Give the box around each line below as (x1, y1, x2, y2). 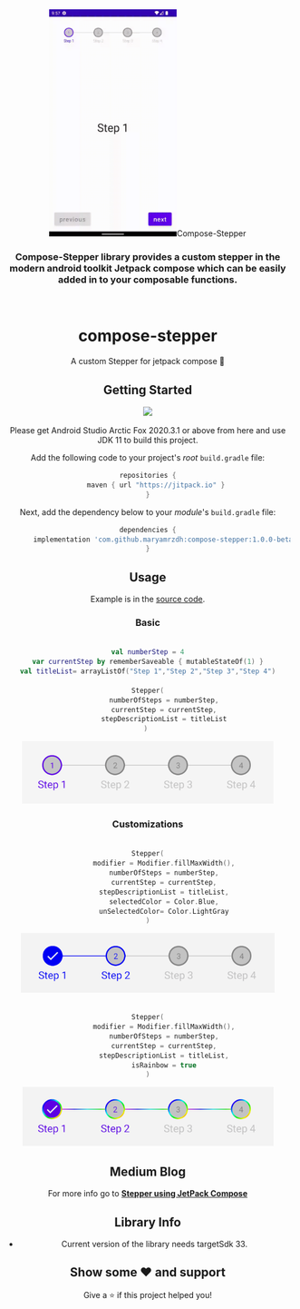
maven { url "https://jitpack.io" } (86, 481, 226, 490)
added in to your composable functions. (57, 273, 238, 285)
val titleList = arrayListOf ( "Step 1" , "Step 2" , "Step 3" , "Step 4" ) (19, 667, 276, 676)
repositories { (119, 471, 177, 481)
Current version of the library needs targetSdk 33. (61, 1238, 247, 1249)
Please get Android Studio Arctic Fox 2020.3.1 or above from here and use (9, 425, 286, 436)
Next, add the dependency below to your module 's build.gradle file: (19, 506, 276, 517)
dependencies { (119, 525, 177, 534)
